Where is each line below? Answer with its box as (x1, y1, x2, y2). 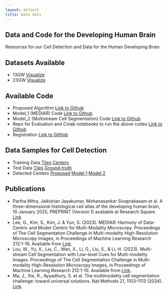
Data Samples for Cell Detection (5, 146, 107, 155)
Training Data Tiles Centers (12, 159, 69, 166)
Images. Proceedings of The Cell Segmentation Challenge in (12, 256, 137, 262)
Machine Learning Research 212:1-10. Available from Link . (12, 267, 132, 273)
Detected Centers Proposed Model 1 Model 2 (12, 170, 106, 176)
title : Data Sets (5, 12, 42, 17)
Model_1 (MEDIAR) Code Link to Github (12, 110, 93, 116)
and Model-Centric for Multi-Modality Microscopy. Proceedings (29, 224, 160, 231)
